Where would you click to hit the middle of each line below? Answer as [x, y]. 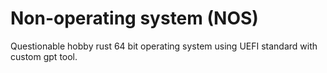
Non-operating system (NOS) [134, 18]
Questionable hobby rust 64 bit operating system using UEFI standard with [164, 46]
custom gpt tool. [44, 56]
